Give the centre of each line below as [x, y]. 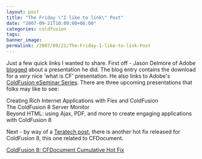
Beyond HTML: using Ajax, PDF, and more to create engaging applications [99, 113]
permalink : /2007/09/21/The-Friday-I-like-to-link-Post [78, 46]
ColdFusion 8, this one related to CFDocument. [65, 138]
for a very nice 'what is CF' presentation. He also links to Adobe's [88, 76]
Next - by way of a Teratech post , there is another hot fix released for [93, 132]
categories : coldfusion [37, 29]
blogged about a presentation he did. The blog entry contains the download [101, 69]
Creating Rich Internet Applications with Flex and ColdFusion [82, 100]
